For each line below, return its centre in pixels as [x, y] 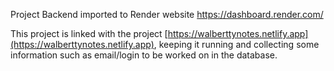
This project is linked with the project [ [89, 33]
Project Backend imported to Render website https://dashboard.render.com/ [167, 14]
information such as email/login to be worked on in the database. [144, 55]
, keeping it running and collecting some [236, 44]
